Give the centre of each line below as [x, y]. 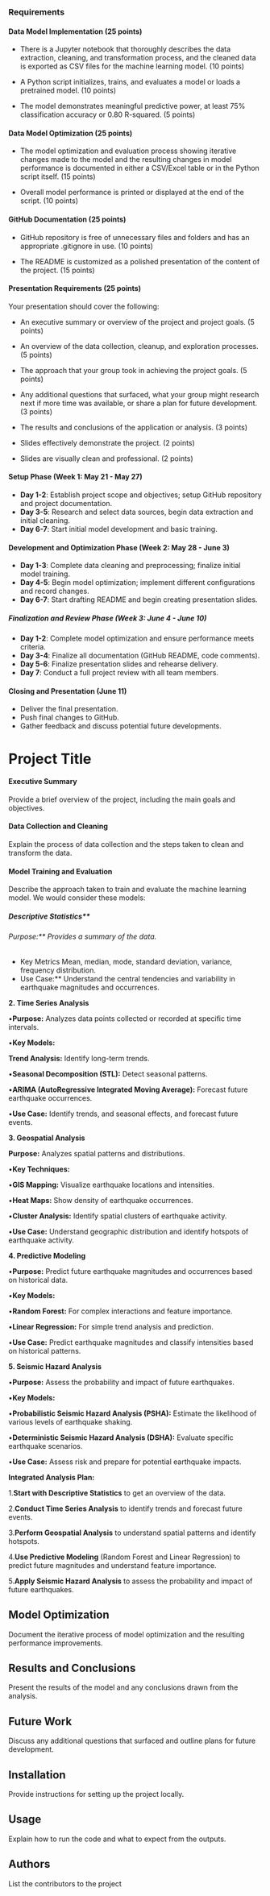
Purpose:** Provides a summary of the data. [83, 936]
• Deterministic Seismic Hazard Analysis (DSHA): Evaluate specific [121, 1438]
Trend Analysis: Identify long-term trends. [79, 1058]
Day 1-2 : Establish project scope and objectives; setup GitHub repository [141, 495]
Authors [29, 1864]
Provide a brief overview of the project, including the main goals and [122, 799]
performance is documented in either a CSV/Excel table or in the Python [139, 168]
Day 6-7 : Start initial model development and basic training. [118, 529]
